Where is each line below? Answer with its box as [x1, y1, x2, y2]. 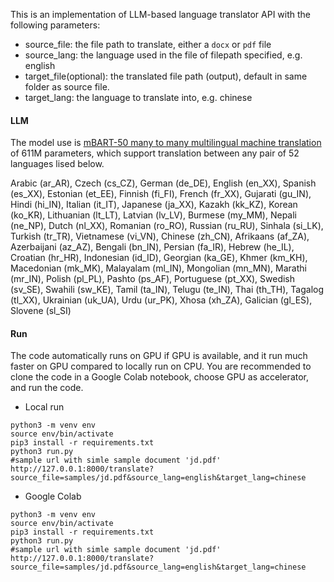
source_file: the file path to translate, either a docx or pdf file [24, 39, 272, 50]
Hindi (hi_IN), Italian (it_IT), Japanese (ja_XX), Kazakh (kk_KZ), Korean [10, 199, 298, 211]
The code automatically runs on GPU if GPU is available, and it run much [10, 350, 308, 362]
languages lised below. [10, 158, 105, 170]
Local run [24, 401, 65, 413]
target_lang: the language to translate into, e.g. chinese [24, 92, 253, 103]
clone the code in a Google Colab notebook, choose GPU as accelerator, [10, 371, 310, 383]
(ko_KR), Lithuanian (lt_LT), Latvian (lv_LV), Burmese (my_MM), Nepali [10, 209, 297, 221]
